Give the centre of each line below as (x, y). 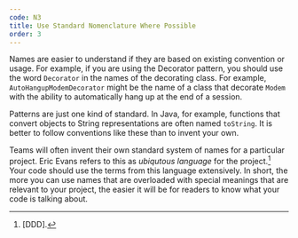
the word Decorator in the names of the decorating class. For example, (138, 78)
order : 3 (25, 34)
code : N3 (25, 17)
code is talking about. (49, 199)
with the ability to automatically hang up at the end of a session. (126, 97)
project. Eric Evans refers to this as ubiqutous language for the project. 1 (140, 161)
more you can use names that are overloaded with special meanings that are (149, 180)
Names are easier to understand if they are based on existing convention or (147, 59)
